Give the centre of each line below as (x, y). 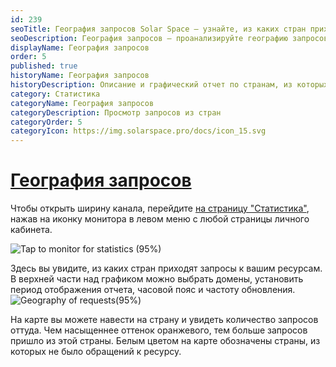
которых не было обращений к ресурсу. (96, 352)
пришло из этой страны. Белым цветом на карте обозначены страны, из (165, 341)
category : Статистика (55, 94)
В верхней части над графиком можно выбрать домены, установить (157, 279)
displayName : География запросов (80, 47)
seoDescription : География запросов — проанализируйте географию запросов (169, 38)
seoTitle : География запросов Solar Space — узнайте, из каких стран (158, 29)
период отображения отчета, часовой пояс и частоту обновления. (153, 290)
